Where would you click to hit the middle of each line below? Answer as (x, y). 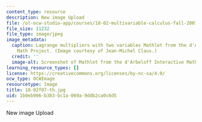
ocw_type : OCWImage (31, 79)
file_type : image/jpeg (35, 34)
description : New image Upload (45, 17)
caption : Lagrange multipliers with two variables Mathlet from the (99, 46)
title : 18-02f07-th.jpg (36, 90)
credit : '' (25, 56)
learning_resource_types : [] (43, 68)
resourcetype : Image (32, 85)
